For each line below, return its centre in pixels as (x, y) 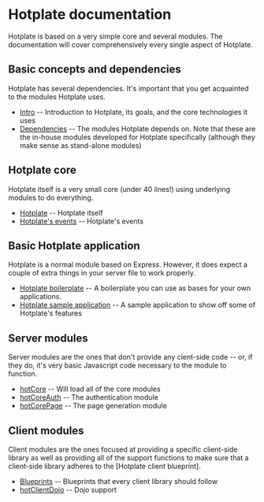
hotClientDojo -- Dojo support (68, 490)
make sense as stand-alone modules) (80, 145)
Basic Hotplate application (74, 245)
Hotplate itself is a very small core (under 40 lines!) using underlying (119, 189)
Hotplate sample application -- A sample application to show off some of (138, 305)
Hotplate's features (51, 313)
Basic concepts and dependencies (95, 70)
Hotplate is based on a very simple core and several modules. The (115, 36)
